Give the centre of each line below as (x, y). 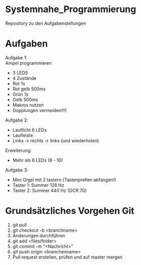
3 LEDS (20, 73)
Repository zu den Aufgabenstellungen (46, 23)
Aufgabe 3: (17, 170)
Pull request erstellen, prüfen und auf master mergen (67, 257)
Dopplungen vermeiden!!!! (40, 110)
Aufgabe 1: (16, 58)
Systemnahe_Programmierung (71, 9)
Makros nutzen (28, 105)
